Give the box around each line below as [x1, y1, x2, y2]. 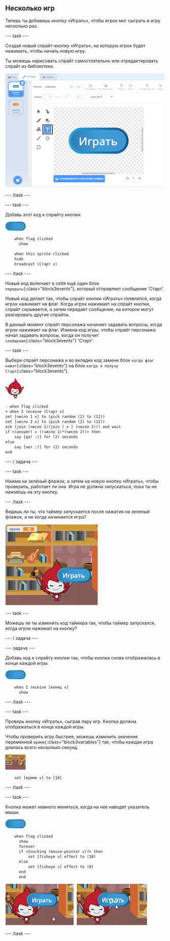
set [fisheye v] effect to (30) [27, 854, 96, 859]
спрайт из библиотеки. [5, 63, 55, 69]
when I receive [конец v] [14, 685, 69, 690]
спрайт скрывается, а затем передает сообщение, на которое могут [5, 306, 154, 312]
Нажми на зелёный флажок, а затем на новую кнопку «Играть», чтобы [5, 478, 159, 484]
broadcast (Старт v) [14, 261, 58, 266]
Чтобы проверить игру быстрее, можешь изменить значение [5, 733, 138, 739]
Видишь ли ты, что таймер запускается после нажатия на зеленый [5, 508, 150, 515]
